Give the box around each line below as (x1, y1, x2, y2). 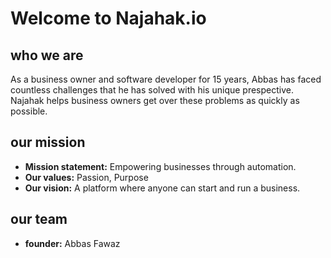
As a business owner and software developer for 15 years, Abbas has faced (10, 73, 322, 85)
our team (10, 211, 68, 228)
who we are (10, 47, 84, 64)
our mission (10, 134, 86, 151)
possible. (10, 105, 48, 117)
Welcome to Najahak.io (10, 7, 207, 30)
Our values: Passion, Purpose (24, 171, 149, 183)
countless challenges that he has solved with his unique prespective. (10, 84, 294, 96)
